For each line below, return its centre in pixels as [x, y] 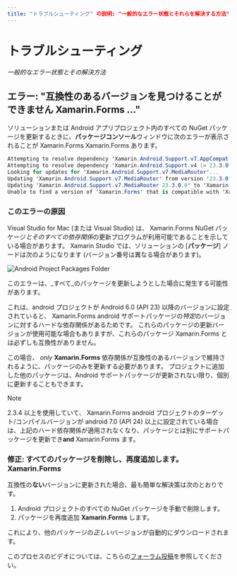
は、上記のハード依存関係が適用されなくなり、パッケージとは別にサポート [115, 430]
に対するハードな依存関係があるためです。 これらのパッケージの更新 [113, 324]
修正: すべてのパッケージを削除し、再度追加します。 [95, 459]
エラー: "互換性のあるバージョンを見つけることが [115, 96]
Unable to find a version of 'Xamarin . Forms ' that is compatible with [113, 192]
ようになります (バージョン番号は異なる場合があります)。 [121, 254]
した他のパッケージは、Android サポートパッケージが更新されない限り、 [112, 375]
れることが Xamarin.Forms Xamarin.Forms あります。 [84, 146]
